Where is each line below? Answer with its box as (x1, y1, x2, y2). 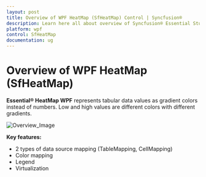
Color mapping (15, 151, 53, 159)
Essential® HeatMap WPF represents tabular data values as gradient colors (6, 96, 198, 104)
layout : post (6, 9, 40, 15)
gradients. (6, 109, 32, 117)
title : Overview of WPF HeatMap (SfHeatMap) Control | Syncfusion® (6, 15, 183, 21)
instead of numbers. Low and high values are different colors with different (6, 103, 195, 110)
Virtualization (15, 164, 49, 172)
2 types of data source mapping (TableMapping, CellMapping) (15, 145, 173, 153)
